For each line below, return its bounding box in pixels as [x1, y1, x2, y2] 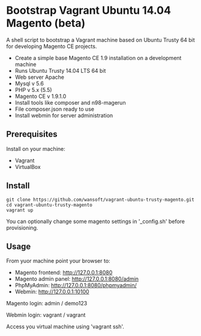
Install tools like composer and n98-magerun [14, 99, 126, 106]
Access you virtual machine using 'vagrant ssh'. [6, 323, 125, 331]
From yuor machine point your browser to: [6, 257, 110, 264]
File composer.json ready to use [14, 105, 95, 112]
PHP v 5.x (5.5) [14, 86, 52, 93]
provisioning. [6, 224, 38, 231]
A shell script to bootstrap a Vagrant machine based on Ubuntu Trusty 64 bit [6, 36, 195, 43]
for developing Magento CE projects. [6, 43, 97, 50]
